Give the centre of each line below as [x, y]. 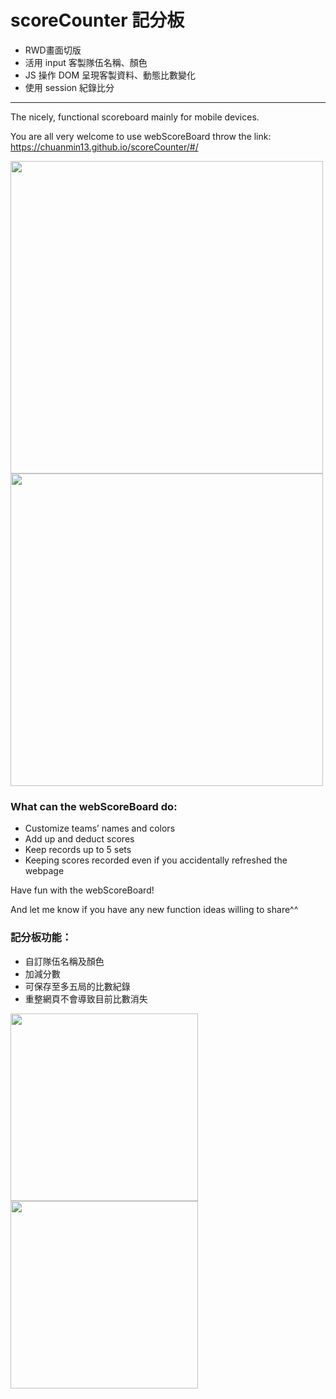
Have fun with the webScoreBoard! [82, 890]
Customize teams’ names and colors [100, 828]
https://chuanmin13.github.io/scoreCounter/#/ [104, 147]
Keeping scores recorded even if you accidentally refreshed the [156, 860]
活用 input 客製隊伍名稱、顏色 [86, 62]
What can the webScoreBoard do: [94, 806]
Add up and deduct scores [79, 839]
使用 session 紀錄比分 [69, 87]
